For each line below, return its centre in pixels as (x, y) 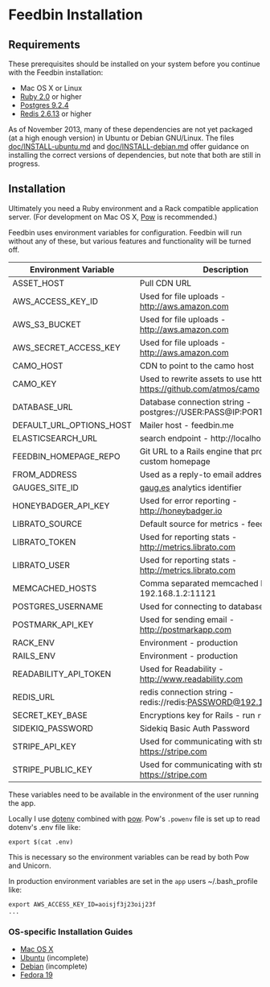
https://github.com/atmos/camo (199, 388)
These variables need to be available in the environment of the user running (134, 794)
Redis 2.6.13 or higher (56, 114)
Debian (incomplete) (54, 966)
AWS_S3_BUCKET (47, 324)
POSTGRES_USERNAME (58, 606)
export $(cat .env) (41, 842)
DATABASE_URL (43, 407)
